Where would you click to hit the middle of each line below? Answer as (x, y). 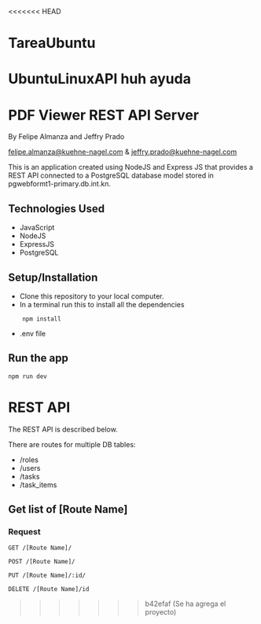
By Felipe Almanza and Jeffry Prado (66, 137)
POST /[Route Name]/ (42, 562)
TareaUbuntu (52, 43)
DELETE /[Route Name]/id (49, 589)
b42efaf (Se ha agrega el (186, 604)
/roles (29, 460)
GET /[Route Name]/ (40, 548)
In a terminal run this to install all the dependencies (102, 304)
